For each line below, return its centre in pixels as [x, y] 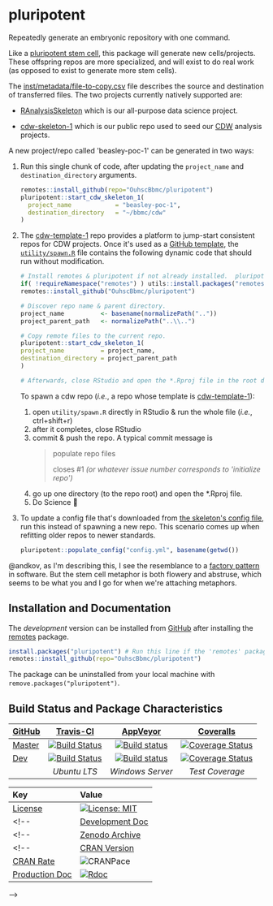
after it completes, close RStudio [87, 429]
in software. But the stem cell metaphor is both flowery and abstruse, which [135, 574]
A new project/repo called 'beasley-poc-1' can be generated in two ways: [131, 150]
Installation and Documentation [90, 608]
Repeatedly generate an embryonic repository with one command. [119, 37]
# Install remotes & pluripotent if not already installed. [124, 276]
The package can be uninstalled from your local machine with [112, 675]
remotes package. [39, 636]
